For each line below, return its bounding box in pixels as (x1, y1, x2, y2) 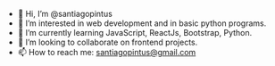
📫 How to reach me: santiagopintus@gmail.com (17, 47, 196, 57)
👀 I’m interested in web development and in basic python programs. (17, 18, 267, 29)
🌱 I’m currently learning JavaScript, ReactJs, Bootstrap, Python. (17, 28, 253, 37)
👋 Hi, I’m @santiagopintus (17, 9, 113, 19)
